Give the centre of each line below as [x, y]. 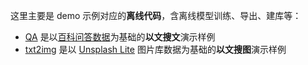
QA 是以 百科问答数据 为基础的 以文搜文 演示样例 [120, 37]
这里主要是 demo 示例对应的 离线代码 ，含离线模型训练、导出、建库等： [156, 15]
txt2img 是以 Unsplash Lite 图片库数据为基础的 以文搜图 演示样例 [155, 49]
